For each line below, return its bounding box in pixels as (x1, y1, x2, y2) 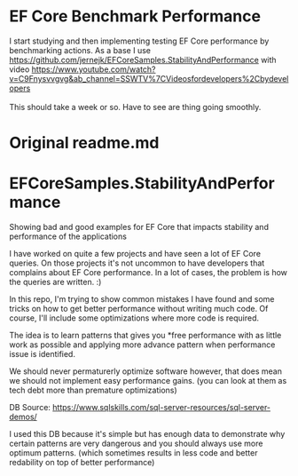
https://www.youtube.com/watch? (31, 64, 157, 75)
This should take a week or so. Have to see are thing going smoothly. (9, 101, 262, 112)
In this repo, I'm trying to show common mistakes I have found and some (9, 294, 275, 305)
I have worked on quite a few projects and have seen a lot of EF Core (9, 249, 262, 259)
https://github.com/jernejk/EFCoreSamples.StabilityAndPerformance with (9, 54, 277, 65)
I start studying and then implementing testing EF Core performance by (9, 36, 270, 46)
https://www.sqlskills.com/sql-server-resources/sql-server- (52, 402, 271, 413)
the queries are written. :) (9, 277, 102, 288)
